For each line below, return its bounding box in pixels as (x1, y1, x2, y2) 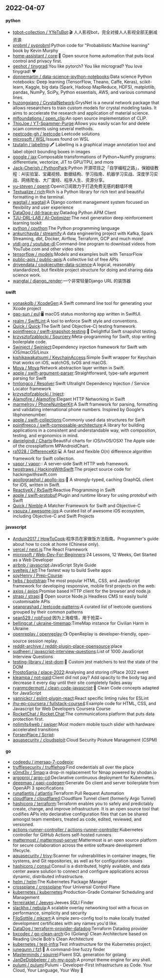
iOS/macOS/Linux (12, 349, 49, 355)
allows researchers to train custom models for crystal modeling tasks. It (12, 105, 157, 111)
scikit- (139, 78, 152, 85)
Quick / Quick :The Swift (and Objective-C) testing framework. (12, 323, 137, 329)
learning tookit (12, 220, 42, 226)
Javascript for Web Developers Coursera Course (12, 706, 111, 711)
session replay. (27, 638, 58, 644)
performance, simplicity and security (12, 910, 87, 916)
